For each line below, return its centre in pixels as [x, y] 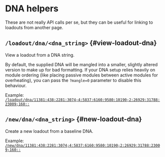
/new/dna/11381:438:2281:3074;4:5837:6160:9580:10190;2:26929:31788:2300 [83, 145]
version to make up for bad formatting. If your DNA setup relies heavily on [80, 70]
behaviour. [16, 85]
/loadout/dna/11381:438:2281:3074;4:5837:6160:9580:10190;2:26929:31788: [83, 100]
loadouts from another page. [34, 27]
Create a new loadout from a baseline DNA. [49, 131]
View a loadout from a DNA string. [40, 55]
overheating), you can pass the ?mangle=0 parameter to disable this [73, 80]
